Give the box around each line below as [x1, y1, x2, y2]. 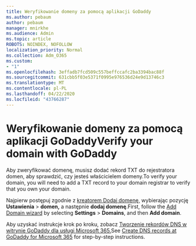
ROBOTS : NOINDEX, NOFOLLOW [6, 42, 72, 48]
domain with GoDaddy [6, 147, 118, 160]
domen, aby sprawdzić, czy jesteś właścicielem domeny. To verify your [6, 172, 178, 180]
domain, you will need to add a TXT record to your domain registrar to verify [6, 179, 191, 186]
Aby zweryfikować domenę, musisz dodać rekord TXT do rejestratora [6, 166, 175, 173]
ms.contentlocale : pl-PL [6, 86, 67, 91]
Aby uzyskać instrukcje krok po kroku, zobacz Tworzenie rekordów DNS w [6, 221, 187, 228]
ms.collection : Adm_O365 [6, 53, 67, 58]
